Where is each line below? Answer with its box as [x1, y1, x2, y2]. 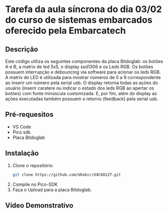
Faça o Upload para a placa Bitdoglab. [12, 186, 92, 192]
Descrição [5, 45, 38, 53]
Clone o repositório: [12, 162, 54, 168]
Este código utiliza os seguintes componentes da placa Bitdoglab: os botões [5, 58, 163, 64]
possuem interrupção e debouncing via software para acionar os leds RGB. [5, 69, 161, 75]
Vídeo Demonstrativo [5, 201, 74, 209]
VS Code [12, 123, 31, 129]
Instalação [5, 149, 39, 158]
